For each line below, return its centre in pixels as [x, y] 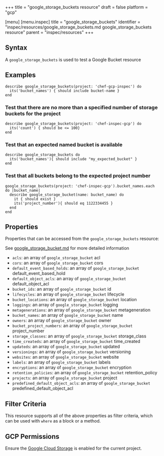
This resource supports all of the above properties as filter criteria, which [79, 416]
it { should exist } [35, 199]
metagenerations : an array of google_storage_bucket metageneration [81, 310]
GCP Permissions [32, 437]
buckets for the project [33, 114]
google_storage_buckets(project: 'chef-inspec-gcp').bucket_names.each [80, 186]
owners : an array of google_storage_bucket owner [62, 320]
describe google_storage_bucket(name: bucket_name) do [67, 195]
